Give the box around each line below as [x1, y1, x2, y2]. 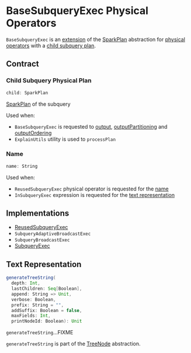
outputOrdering [14, 129, 52, 136]
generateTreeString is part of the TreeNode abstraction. [6, 340, 141, 347]
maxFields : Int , [11, 313, 51, 319]
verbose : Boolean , [11, 296, 57, 302]
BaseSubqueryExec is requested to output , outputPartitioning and [14, 123, 168, 130]
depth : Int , [11, 281, 41, 286]
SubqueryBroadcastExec [14, 237, 70, 243]
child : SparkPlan [6, 89, 48, 96]
